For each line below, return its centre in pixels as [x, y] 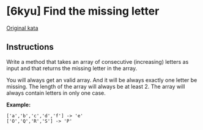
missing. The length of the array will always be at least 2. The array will [96, 86]
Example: [19, 104]
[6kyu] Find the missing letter [83, 11]
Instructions [30, 47]
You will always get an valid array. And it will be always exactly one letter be [102, 80]
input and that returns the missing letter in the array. [72, 68]
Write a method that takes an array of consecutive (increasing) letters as [98, 61]
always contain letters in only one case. [56, 93]
